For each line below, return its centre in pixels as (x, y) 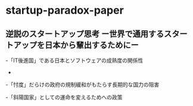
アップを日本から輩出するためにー (76, 45)
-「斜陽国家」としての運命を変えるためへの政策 (64, 97)
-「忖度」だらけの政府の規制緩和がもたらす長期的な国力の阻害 (83, 85)
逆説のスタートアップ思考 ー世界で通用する (85, 34)
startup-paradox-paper (65, 10)
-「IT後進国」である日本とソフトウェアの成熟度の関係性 (74, 60)
